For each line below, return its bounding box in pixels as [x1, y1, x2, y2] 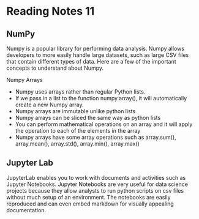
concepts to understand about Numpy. [6, 64, 104, 72]
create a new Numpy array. [15, 101, 84, 108]
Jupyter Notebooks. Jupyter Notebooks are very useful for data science [6, 180, 189, 188]
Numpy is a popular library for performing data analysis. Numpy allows [6, 45, 185, 52]
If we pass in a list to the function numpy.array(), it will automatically [15, 95, 187, 102]
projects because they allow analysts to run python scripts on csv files [6, 187, 184, 194]
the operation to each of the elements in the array [15, 127, 141, 134]
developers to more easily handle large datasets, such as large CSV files [6, 51, 189, 59]
